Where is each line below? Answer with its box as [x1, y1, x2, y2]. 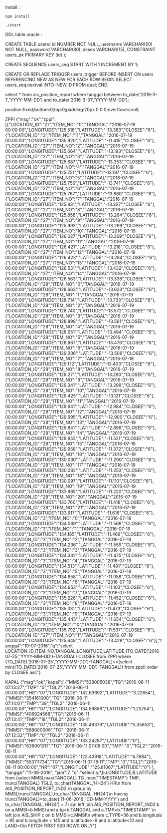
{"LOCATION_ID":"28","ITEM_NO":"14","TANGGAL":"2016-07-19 [5, 430, 136, 436]
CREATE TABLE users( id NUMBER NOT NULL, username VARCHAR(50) [5, 41, 153, 47]
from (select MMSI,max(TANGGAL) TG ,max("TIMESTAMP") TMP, [5, 775, 140, 780]
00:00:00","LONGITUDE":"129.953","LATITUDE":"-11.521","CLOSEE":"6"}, [5, 436, 156, 441]
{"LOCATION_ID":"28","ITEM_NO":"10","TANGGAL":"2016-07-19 [5, 387, 136, 393]
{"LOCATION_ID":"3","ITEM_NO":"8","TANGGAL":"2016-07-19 [5, 600, 132, 606]
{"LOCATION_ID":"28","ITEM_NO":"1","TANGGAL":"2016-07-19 [5, 292, 133, 297]
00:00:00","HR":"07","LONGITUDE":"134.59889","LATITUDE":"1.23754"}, [5, 706, 155, 711]
